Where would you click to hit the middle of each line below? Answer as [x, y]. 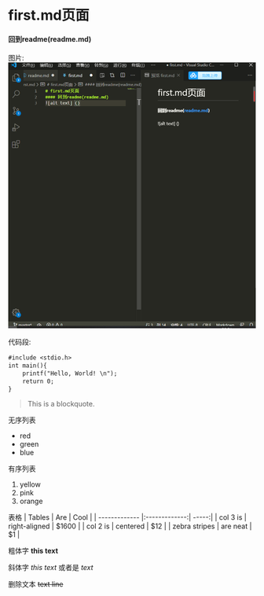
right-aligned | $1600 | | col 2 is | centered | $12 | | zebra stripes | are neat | [130, 526]
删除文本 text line [36, 584]
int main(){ [27, 366]
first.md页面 [49, 15]
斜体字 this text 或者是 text [51, 567]
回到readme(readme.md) [50, 39]
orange [31, 501]
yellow [30, 484]
